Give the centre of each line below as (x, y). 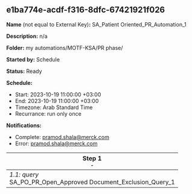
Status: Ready (24, 71)
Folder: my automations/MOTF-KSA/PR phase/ (65, 48)
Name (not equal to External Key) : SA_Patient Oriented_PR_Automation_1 (96, 24)
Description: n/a (27, 36)
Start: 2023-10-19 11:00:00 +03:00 (58, 94)
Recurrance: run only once (48, 113)
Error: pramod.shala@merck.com (56, 143)
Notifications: (24, 125)
